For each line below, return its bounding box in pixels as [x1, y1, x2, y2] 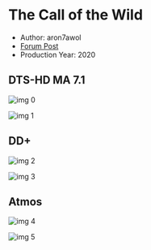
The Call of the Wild [8, 6, 144, 24]
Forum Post [19, 41, 59, 50]
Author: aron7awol [19, 32, 82, 42]
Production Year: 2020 [19, 50, 96, 59]
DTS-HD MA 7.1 [8, 73, 86, 87]
